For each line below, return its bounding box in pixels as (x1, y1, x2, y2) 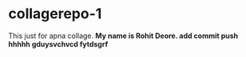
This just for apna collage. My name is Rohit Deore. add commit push (8, 31, 239, 40)
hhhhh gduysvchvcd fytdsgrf (8, 39, 109, 48)
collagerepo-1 (8, 5, 102, 23)
